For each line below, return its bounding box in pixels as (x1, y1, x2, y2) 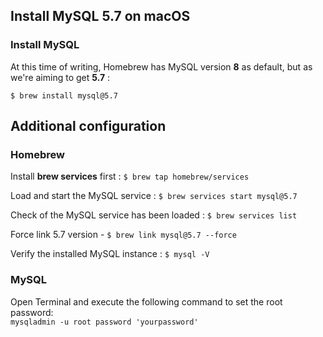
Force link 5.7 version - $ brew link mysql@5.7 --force (10, 229, 237, 241)
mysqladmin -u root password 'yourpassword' (10, 317, 199, 327)
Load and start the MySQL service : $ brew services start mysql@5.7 (10, 190, 298, 202)
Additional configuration (10, 118, 167, 135)
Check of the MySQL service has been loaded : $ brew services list (10, 209, 298, 221)
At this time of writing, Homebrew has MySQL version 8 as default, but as (10, 60, 313, 73)
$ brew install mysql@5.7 (10, 90, 118, 101)
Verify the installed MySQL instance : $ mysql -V (10, 248, 210, 260)
